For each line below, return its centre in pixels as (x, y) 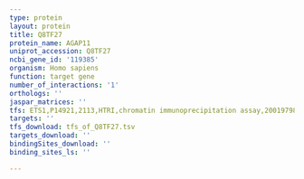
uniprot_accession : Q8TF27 (60, 52)
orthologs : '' (36, 93)
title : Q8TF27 (36, 34)
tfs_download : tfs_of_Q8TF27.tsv (72, 127)
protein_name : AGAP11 (50, 43)
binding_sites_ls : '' (50, 152)
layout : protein (40, 26)
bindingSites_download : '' (60, 144)
